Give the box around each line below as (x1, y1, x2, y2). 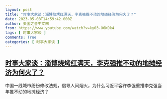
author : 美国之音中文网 (5, 21, 49, 26)
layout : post (5, 7, 32, 12)
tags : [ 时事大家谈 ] (5, 30, 46, 35)
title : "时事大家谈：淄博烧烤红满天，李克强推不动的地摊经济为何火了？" (5, 12, 137, 17)
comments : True (5, 35, 37, 40)
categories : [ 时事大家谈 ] (5, 40, 60, 45)
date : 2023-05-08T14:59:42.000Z (5, 16, 72, 21)
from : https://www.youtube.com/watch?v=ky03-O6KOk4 (5, 26, 114, 31)
